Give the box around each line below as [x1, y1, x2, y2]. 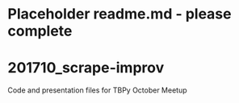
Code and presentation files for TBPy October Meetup [7, 85, 187, 95]
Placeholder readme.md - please [7, 5, 232, 23]
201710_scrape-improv [7, 59, 165, 77]
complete [7, 22, 73, 40]
